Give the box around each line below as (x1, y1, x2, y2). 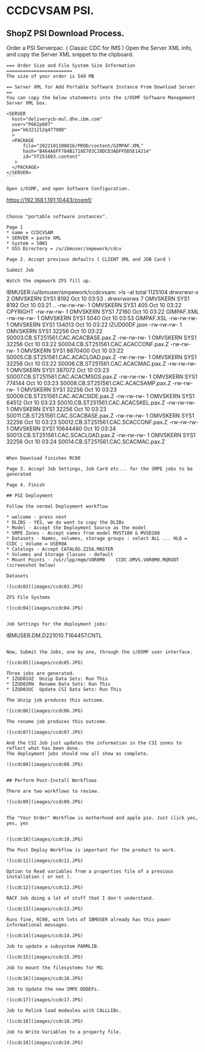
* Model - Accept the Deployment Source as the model (6, 525, 147, 531)
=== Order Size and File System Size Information (6, 62, 136, 69)
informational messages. (6, 922, 70, 928)
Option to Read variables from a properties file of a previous (6, 869, 174, 875)
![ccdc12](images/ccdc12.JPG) (6, 884, 84, 891)
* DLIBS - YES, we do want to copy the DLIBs (6, 519, 124, 525)
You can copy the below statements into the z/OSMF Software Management (6, 95, 196, 101)
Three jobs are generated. (6, 670, 75, 676)
